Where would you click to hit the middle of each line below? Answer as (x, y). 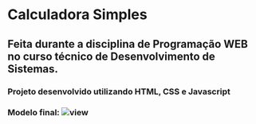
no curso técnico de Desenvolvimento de (112, 56)
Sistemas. (33, 69)
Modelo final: (34, 113)
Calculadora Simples (78, 15)
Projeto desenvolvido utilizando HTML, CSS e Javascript (119, 91)
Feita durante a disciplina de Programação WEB (128, 44)
